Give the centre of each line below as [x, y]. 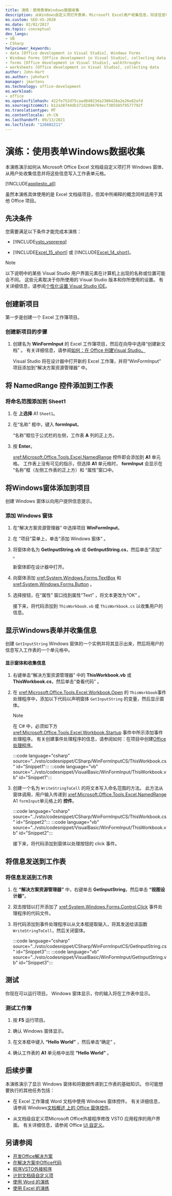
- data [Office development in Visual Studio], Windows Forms [73, 53]
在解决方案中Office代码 [37, 1162]
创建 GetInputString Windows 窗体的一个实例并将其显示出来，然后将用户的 [85, 644]
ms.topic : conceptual [28, 29]
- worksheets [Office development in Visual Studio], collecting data [82, 67]
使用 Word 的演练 [31, 1182]
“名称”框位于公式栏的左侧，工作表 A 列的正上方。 [65, 435]
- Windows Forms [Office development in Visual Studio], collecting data [86, 58]
